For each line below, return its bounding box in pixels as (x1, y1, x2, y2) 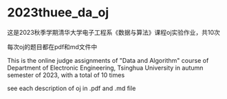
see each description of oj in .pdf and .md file (7, 84, 136, 92)
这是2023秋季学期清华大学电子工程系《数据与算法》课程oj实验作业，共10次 (7, 28, 220, 36)
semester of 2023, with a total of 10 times (7, 70, 125, 79)
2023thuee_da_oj (7, 5, 109, 20)
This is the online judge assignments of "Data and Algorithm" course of (7, 56, 209, 64)
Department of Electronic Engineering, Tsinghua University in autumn (7, 63, 204, 72)
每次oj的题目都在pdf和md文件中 (7, 42, 98, 51)
